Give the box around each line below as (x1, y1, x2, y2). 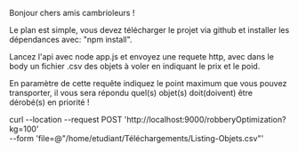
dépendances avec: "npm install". (9, 35, 133, 44)
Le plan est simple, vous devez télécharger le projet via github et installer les (9, 25, 290, 35)
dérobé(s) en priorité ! (9, 97, 90, 108)
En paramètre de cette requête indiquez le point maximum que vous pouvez (9, 78, 287, 88)
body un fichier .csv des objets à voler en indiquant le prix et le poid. (9, 61, 261, 71)
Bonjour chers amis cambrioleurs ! (9, 8, 135, 18)
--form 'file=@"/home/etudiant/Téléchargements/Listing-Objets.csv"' (9, 133, 264, 143)
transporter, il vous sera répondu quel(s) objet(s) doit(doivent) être (9, 88, 254, 98)
